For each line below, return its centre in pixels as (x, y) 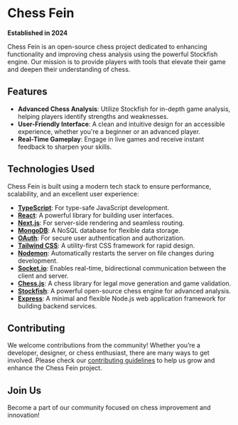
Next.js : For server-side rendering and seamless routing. (101, 223)
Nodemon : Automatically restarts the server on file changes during (116, 253)
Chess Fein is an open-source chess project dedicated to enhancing (107, 46)
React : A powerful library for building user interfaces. (96, 215)
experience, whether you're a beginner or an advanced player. (109, 131)
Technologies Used (51, 169)
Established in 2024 (38, 33)
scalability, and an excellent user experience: (73, 194)
